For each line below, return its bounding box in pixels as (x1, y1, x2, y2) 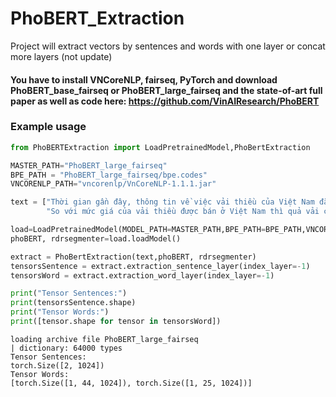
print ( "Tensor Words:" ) (10, 307, 110, 317)
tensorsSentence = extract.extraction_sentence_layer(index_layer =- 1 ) (10, 261, 311, 271)
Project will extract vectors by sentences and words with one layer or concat (10, 40, 326, 52)
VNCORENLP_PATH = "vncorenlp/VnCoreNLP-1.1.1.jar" (10, 179, 217, 189)
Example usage (10, 120, 87, 134)
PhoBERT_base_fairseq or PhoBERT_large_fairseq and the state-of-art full (10, 84, 323, 96)
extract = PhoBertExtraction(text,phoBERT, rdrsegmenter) (10, 252, 257, 262)
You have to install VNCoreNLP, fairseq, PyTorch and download (10, 73, 278, 86)
